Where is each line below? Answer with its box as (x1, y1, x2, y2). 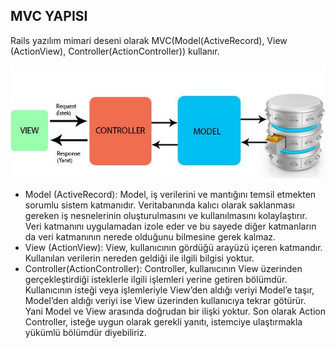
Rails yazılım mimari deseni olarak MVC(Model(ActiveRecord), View (10, 34, 288, 46)
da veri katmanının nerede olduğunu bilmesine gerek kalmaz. (24, 230, 277, 243)
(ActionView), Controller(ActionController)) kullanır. (10, 45, 220, 57)
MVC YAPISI (10, 8, 88, 25)
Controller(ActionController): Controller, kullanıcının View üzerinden (24, 262, 303, 274)
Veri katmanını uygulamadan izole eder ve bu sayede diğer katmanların (24, 220, 317, 232)
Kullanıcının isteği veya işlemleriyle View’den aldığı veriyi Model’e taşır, (24, 284, 315, 296)
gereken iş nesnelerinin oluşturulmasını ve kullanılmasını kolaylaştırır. (24, 209, 308, 221)
